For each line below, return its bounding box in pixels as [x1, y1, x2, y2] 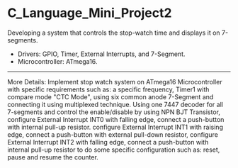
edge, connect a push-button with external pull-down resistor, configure [7, 130, 218, 139]
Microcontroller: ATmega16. [17, 57, 98, 65]
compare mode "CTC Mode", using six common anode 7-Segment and [7, 92, 214, 101]
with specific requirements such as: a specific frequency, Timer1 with [7, 85, 210, 94]
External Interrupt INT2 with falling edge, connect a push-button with [7, 138, 209, 146]
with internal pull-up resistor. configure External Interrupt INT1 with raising [7, 123, 223, 131]
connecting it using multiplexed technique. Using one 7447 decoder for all [7, 100, 223, 108]
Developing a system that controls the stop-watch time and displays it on [7, 28, 221, 37]
